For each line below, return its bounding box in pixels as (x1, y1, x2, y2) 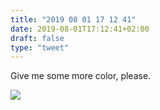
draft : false (10, 33, 65, 43)
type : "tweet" (10, 42, 70, 53)
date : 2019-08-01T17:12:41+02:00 (10, 24, 150, 34)
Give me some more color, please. (10, 70, 152, 82)
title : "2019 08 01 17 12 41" (10, 14, 137, 25)
